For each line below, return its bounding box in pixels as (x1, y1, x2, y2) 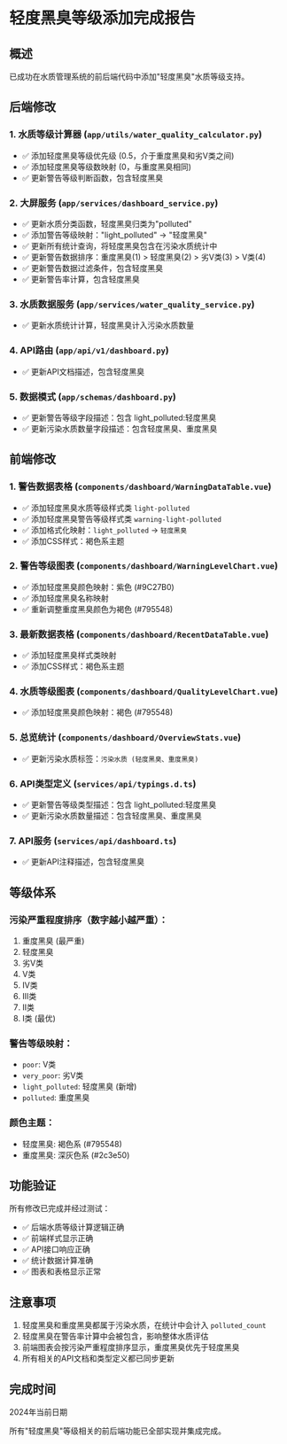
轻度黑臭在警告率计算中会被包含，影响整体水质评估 (21, 1331, 209, 1342)
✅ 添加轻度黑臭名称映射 (21, 593, 109, 603)
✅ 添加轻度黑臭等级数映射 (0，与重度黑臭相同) (21, 161, 192, 172)
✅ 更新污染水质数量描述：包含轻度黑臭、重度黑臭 (21, 811, 202, 821)
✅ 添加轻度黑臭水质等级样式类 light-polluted (21, 502, 190, 513)
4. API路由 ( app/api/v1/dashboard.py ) (9, 345, 170, 357)
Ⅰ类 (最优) (21, 1013, 56, 1024)
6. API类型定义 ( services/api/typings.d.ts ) (9, 777, 197, 789)
